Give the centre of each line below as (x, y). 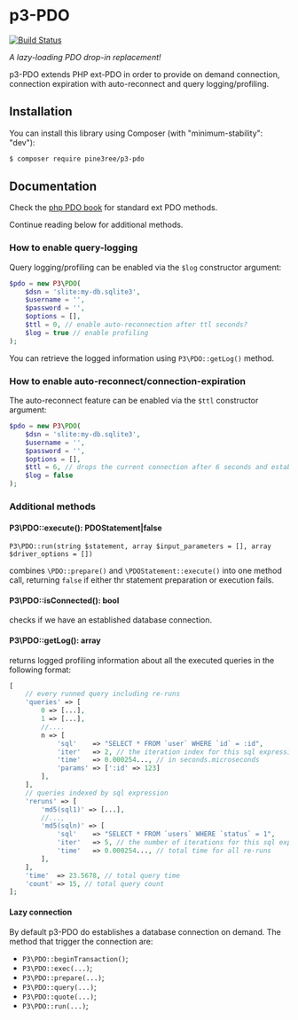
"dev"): (22, 142)
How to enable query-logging (74, 247)
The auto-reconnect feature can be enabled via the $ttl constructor (134, 401)
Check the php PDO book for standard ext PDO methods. (114, 208)
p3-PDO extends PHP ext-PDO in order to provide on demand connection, (145, 74)
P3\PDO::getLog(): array (55, 640)
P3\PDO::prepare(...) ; (63, 977)
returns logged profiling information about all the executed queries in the (142, 660)
